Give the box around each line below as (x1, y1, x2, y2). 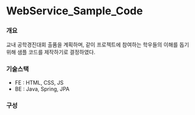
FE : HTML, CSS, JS (14, 79, 64, 86)
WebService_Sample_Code (6, 4, 143, 18)
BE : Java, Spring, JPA (14, 85, 70, 92)
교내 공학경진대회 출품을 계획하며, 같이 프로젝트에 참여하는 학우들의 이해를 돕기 (6, 41, 190, 48)
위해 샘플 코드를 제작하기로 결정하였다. (6, 49, 95, 56)
